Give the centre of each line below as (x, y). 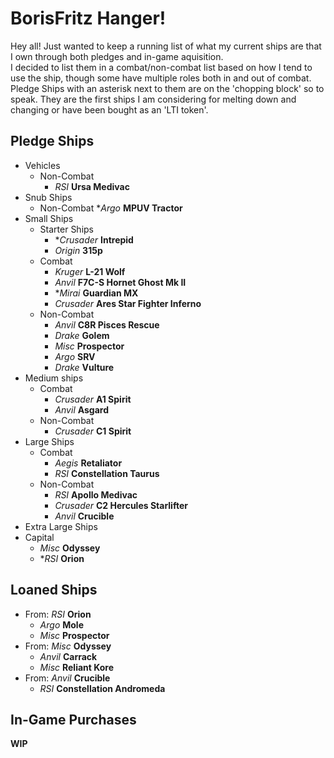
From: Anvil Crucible (67, 678)
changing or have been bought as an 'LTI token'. (109, 109)
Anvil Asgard (82, 409)
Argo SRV (75, 356)
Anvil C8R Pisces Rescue (107, 324)
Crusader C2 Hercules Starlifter (121, 505)
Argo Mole (61, 624)
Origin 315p (78, 250)
